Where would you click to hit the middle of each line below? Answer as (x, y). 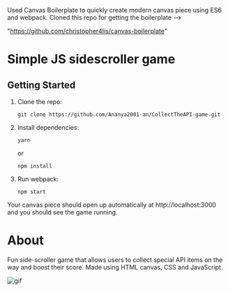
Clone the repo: (40, 102)
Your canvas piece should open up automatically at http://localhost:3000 (112, 205)
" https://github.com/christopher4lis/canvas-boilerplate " (87, 31)
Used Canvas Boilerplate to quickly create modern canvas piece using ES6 (114, 10)
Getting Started (41, 85)
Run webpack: (38, 179)
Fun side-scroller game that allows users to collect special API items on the (115, 260)
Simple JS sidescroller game (91, 59)
